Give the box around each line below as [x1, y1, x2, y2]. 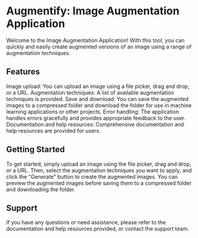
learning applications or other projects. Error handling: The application [6, 108, 179, 115]
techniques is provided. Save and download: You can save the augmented [6, 95, 189, 102]
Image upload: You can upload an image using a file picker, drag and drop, [6, 83, 190, 90]
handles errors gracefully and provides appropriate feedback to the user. [6, 114, 186, 121]
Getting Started [6, 145, 65, 155]
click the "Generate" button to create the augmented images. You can [6, 173, 178, 180]
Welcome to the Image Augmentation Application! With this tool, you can [6, 36, 185, 44]
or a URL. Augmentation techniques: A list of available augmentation [6, 89, 175, 96]
